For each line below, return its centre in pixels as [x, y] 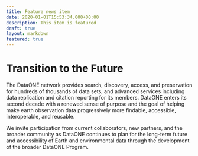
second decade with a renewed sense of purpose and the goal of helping [95, 104]
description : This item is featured [51, 23]
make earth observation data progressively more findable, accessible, [91, 110]
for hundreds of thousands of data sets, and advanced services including [95, 91]
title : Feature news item [38, 12]
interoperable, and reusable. [40, 116]
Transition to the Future [65, 69]
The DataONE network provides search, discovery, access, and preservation [99, 85]
